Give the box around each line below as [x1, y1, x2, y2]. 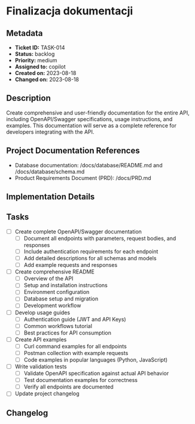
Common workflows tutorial [23, 322, 93, 329]
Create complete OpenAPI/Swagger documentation [14, 228, 142, 235]
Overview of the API [23, 275, 74, 282]
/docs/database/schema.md [14, 168, 85, 175]
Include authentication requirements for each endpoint [23, 248, 159, 255]
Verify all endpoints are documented [23, 383, 114, 390]
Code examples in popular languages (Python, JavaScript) [23, 356, 168, 363]
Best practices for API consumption [23, 329, 112, 336]
